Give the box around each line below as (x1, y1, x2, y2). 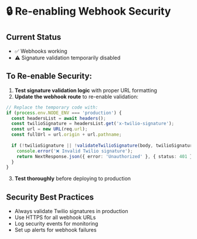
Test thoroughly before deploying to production (14, 175, 131, 182)
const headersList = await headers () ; (11, 115, 107, 121)
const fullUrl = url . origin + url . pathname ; (11, 132, 122, 138)
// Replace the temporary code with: (6, 104, 98, 110)
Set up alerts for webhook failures (14, 227, 97, 234)
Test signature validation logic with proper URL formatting (14, 86, 157, 94)
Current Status (6, 32, 62, 42)
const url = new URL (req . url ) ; (11, 126, 88, 132)
